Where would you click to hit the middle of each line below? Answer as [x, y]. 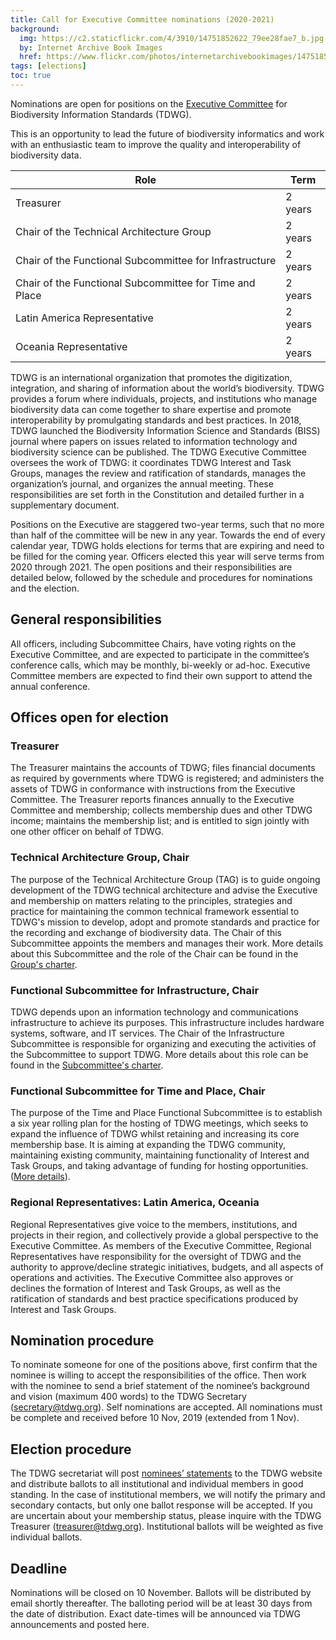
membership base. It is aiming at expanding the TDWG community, [148, 1145]
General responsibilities [86, 619]
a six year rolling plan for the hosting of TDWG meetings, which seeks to [159, 1123]
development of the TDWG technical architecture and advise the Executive [164, 890]
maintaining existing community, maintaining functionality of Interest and [160, 1155]
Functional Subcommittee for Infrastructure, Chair [135, 990]
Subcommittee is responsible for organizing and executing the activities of [163, 1043]
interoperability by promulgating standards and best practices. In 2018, [156, 420]
